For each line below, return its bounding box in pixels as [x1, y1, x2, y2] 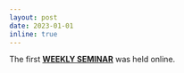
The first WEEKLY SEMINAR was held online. [9, 54, 176, 65]
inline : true [9, 29, 58, 38]
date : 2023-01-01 [9, 21, 74, 30]
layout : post [9, 12, 58, 22]
